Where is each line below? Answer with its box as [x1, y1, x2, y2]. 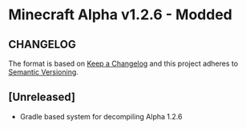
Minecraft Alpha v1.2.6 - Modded [8, 6, 232, 24]
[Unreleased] [8, 91, 76, 104]
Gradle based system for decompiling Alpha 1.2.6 [19, 111, 183, 121]
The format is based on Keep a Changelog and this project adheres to [8, 58, 239, 68]
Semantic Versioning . [8, 67, 79, 77]
